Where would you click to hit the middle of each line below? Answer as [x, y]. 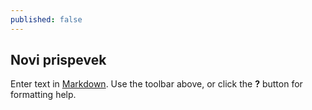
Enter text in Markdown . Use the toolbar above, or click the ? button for [156, 84]
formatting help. [43, 95]
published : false [46, 19]
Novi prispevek [58, 60]
